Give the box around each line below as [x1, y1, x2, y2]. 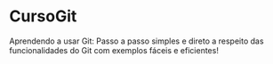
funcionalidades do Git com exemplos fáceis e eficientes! [9, 44, 220, 55]
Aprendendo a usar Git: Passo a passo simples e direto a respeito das [9, 36, 264, 46]
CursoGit [9, 6, 77, 27]
